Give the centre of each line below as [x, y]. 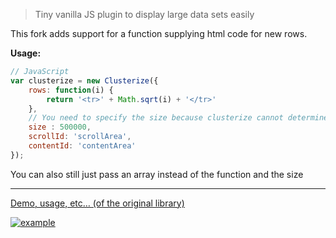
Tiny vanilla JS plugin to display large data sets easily [144, 14]
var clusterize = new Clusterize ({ [84, 80]
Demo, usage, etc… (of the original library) [97, 203]
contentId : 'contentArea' [82, 146]
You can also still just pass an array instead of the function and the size [157, 174]
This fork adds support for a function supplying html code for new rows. [159, 33]
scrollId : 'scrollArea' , [80, 137]
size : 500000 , [60, 127]
